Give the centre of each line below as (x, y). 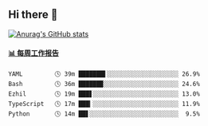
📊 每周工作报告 (34, 53)
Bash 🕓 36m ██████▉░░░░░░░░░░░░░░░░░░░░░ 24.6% (104, 85)
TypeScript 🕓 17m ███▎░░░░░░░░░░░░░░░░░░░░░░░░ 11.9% (104, 104)
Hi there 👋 (33, 15)
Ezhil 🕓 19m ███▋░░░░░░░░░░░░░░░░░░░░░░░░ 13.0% (104, 94)
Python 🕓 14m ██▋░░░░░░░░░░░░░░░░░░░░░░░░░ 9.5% (104, 114)
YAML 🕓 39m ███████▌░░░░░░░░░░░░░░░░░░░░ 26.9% (104, 74)
